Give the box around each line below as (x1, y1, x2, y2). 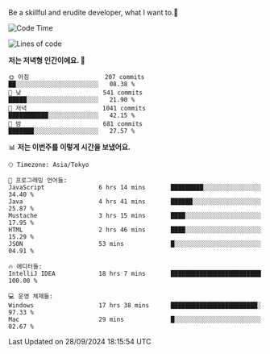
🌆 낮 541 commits (8, 89, 143, 97)
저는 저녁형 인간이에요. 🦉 (8, 56, 86, 65)
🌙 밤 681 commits (8, 120, 143, 128)
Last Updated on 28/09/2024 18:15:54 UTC (8, 337, 152, 346)
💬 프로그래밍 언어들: (8, 177, 68, 185)
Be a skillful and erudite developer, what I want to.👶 (8, 8, 179, 17)
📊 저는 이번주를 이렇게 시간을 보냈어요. (8, 142, 131, 152)
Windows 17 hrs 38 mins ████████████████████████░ (8, 302, 262, 310)
